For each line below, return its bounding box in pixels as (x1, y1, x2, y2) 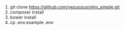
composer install (9, 9, 44, 15)
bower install (9, 15, 36, 20)
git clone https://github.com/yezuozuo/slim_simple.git (9, 4, 120, 10)
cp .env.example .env (9, 19, 54, 25)
